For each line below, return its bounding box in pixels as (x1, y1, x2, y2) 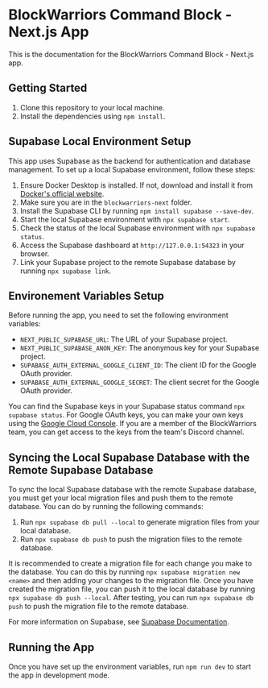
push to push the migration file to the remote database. (8, 602, 189, 611)
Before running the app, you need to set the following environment (8, 310, 229, 320)
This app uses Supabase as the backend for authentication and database (8, 155, 251, 166)
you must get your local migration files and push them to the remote (8, 493, 233, 503)
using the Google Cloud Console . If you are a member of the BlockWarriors (8, 419, 258, 429)
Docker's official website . (19, 189, 105, 198)
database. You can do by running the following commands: (8, 502, 204, 512)
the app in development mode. (8, 670, 110, 680)
